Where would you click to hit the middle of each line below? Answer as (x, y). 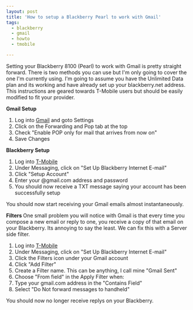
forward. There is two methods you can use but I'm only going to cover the (97, 72)
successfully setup (37, 193)
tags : (13, 22)
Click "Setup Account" (42, 174)
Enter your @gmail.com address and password (71, 180)
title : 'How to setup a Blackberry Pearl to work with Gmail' (84, 17)
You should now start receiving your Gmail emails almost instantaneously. (95, 204)
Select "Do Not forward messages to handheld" (72, 289)
